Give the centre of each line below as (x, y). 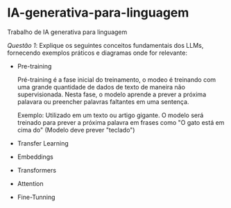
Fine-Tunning (36, 197)
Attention (30, 183)
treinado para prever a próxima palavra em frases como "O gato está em (121, 122)
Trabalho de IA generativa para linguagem (67, 32)
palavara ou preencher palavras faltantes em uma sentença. (103, 101)
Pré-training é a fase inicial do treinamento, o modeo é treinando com (117, 79)
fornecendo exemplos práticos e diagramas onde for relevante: (97, 53)
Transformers (37, 170)
